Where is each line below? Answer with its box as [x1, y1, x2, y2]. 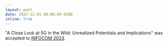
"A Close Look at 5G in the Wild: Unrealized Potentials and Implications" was [5, 30, 163, 36]
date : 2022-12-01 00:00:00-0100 [5, 12, 73, 17]
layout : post [5, 7, 33, 12]
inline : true [5, 16, 33, 21]
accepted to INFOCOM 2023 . [5, 35, 66, 41]
